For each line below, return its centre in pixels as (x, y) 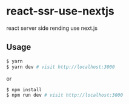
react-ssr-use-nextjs (60, 11)
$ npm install (24, 89)
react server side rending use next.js (52, 28)
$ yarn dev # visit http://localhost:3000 (61, 67)
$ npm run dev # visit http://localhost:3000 (64, 95)
